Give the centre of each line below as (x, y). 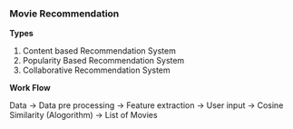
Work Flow (30, 88)
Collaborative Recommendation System (96, 70)
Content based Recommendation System (99, 51)
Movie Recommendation (64, 14)
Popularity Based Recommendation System (103, 61)
